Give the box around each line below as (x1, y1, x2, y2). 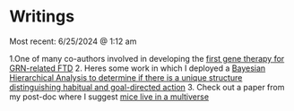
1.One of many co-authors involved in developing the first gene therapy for (9, 53, 285, 64)
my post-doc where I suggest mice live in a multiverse (9, 91, 209, 102)
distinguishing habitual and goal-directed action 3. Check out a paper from (9, 81, 285, 92)
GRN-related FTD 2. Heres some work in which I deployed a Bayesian (9, 63, 266, 73)
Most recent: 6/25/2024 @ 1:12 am (9, 36, 137, 47)
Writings (9, 6, 74, 27)
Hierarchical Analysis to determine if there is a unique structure (9, 72, 243, 82)
